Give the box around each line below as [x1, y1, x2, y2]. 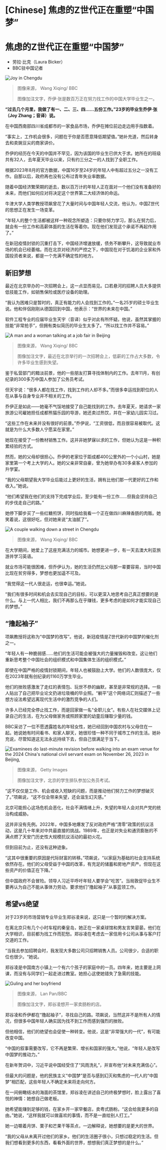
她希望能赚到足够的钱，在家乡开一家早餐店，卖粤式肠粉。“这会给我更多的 [5, 1106, 155, 1112]
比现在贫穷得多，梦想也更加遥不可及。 [5, 570, 83, 576]
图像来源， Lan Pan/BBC [17, 991, 68, 997]
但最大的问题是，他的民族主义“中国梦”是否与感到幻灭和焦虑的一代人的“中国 [5, 1073, 158, 1079]
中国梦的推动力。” [5, 1051, 40, 1057]
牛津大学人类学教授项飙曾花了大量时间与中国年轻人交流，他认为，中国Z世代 [5, 201, 160, 206]
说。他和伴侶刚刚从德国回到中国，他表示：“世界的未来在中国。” [5, 306, 132, 312]
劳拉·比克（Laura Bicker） [12, 59, 66, 65]
